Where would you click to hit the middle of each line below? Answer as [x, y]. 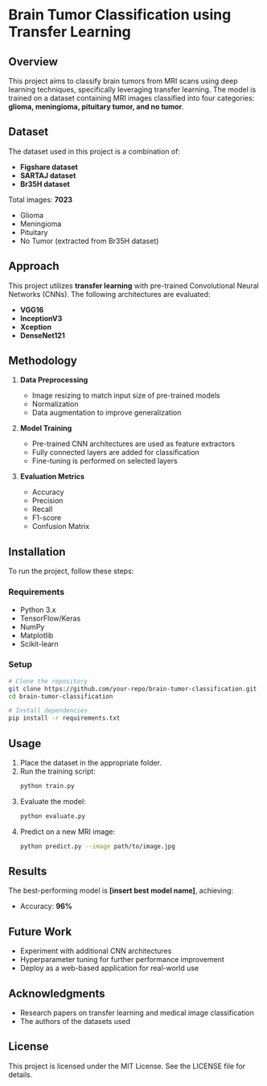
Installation [37, 552]
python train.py [47, 787]
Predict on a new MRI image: [68, 832]
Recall [42, 510]
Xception [36, 327]
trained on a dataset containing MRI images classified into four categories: [131, 98]
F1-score [47, 518]
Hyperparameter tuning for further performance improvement [122, 960]
